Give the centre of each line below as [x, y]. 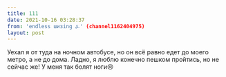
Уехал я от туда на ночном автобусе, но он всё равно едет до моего [108, 52]
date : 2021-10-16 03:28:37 [46, 20]
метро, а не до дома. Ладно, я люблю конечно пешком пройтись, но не [113, 60]
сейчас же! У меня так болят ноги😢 [60, 67]
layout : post [26, 33]
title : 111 [23, 13]
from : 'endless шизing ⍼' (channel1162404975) [76, 26]
